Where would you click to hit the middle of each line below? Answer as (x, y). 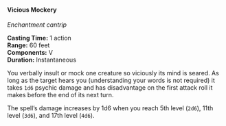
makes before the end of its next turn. (60, 95)
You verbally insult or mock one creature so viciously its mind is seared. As (113, 73)
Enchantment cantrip (37, 25)
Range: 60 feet (29, 45)
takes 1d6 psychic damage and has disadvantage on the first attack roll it (110, 88)
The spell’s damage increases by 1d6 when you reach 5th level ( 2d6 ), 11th (110, 108)
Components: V (30, 53)
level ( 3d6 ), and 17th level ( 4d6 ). (51, 116)
